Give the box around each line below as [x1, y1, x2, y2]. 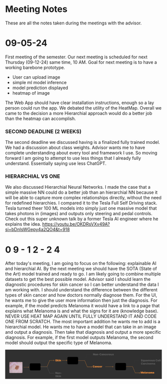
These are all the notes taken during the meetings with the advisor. [5, 20, 142, 26]
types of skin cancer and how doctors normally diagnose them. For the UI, [5, 292, 158, 298]
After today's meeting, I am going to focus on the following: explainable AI [5, 260, 157, 266]
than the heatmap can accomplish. [5, 116, 76, 122]
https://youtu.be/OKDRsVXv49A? [42, 221, 110, 227]
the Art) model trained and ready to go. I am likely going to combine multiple [5, 271, 162, 277]
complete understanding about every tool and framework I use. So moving [5, 150, 158, 156]
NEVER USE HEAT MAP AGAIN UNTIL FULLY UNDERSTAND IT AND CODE [5, 313, 157, 319]
